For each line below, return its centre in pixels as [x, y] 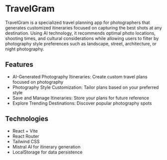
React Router [26, 136]
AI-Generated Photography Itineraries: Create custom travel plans [80, 77]
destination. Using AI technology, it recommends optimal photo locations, [80, 33]
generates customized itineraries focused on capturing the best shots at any [83, 27]
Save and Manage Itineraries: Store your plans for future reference [81, 98]
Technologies [27, 119]
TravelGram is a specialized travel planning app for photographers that [78, 22]
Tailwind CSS [26, 141]
